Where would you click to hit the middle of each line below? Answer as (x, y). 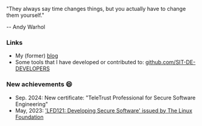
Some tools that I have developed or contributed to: (79, 62)
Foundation (29, 117)
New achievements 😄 (40, 84)
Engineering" (32, 104)
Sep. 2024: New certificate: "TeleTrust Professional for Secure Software (105, 98)
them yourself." (25, 15)
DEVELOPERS (32, 68)
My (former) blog (37, 56)
